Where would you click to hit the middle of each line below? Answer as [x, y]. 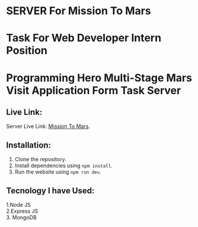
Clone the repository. [40, 159]
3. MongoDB [21, 217]
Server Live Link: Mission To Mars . [48, 126]
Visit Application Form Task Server [94, 90]
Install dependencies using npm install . [63, 166]
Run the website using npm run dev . [58, 172]
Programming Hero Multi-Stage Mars [99, 78]
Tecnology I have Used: [50, 191]
